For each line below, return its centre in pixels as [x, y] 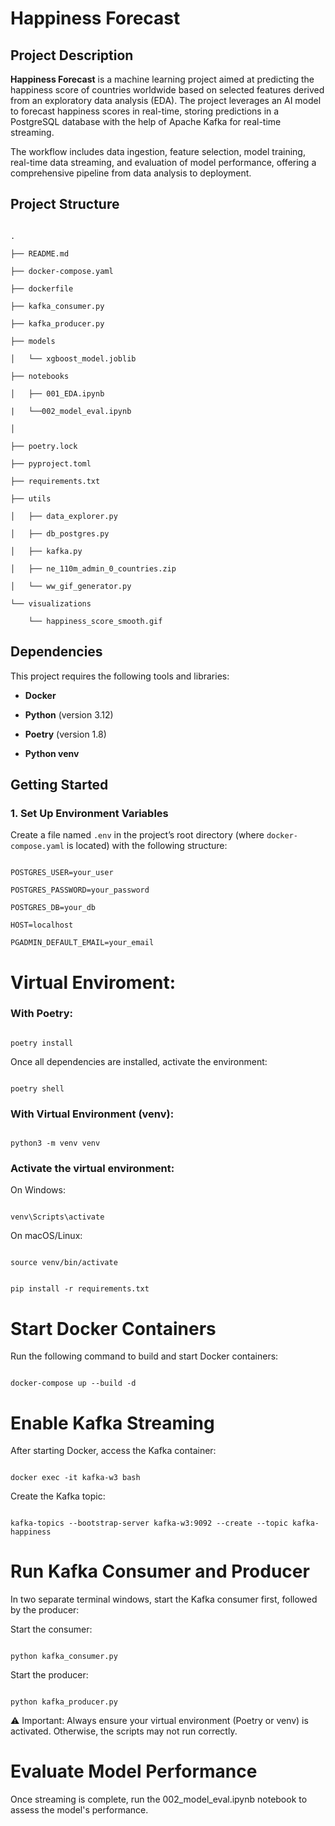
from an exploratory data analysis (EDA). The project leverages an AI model [166, 100]
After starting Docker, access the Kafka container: [113, 1451]
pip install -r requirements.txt [80, 1289]
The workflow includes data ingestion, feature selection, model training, [158, 151]
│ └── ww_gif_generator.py [71, 586]
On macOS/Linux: [46, 1236]
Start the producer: [49, 1675]
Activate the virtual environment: [92, 1169]
